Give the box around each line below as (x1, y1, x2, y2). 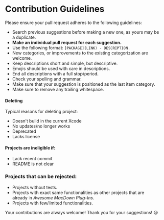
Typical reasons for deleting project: (5, 109, 78, 115)
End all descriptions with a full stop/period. (12, 71, 99, 76)
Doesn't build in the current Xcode (12, 118, 82, 124)
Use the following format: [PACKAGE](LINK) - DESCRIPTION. (12, 45, 131, 50)
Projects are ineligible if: (5, 145, 56, 150)
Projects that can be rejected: (5, 173, 77, 180)
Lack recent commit (12, 156, 53, 162)
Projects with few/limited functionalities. (12, 200, 93, 206)
